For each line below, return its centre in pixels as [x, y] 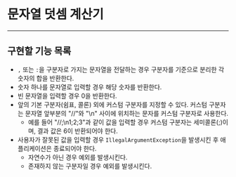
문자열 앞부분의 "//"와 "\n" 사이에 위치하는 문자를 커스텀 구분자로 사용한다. [127, 113]
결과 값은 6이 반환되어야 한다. [78, 131]
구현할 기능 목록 [39, 51]
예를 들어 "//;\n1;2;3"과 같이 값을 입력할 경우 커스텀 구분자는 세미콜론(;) [125, 122]
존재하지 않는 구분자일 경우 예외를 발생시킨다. [90, 166]
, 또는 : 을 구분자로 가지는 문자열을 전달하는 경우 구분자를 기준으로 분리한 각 [121, 69]
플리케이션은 [35, 148]
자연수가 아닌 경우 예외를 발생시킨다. [78, 157]
